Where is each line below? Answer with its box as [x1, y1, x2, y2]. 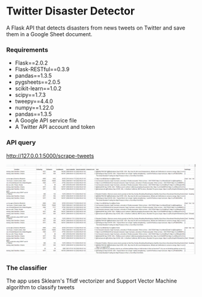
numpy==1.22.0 [14, 104, 54, 111]
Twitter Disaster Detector [6, 4, 135, 18]
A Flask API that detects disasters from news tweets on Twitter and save [6, 24, 185, 31]
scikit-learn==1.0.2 [14, 85, 62, 92]
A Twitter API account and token [14, 123, 95, 131]
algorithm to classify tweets [6, 284, 75, 291]
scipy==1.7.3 [14, 92, 46, 99]
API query [6, 139, 36, 147]
